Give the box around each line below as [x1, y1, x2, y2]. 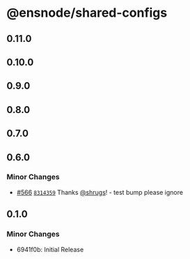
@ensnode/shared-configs [6, 5, 168, 21]
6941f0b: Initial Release [16, 245, 84, 253]
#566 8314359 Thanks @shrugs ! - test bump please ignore [16, 188, 184, 196]
